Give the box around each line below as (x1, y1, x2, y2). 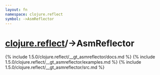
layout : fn (5, 7, 28, 12)
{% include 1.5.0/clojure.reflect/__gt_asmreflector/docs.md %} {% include (5, 54, 155, 60)
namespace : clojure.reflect (5, 12, 63, 17)
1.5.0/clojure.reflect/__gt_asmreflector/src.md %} (5, 65, 105, 71)
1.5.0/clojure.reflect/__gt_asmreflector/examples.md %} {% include (5, 59, 142, 65)
